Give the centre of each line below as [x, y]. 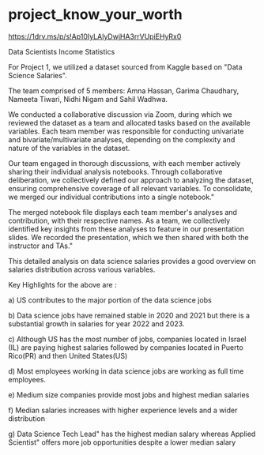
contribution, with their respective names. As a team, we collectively [119, 220]
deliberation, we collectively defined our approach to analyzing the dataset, [131, 180]
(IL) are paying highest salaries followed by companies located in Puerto [126, 347]
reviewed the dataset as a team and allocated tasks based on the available [129, 122]
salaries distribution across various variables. [82, 269]
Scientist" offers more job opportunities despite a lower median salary [122, 442]
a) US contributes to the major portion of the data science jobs [110, 300]
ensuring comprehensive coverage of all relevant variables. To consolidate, [130, 188]
